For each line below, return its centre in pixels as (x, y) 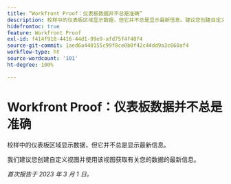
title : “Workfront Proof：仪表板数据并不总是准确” (75, 13)
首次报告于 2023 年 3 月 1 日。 (50, 174)
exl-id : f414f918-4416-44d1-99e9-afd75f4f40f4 (75, 39)
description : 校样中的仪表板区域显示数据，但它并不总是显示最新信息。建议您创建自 (112, 20)
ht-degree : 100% (30, 65)
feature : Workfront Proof (44, 33)
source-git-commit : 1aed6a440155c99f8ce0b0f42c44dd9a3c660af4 (98, 45)
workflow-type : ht (33, 52)
